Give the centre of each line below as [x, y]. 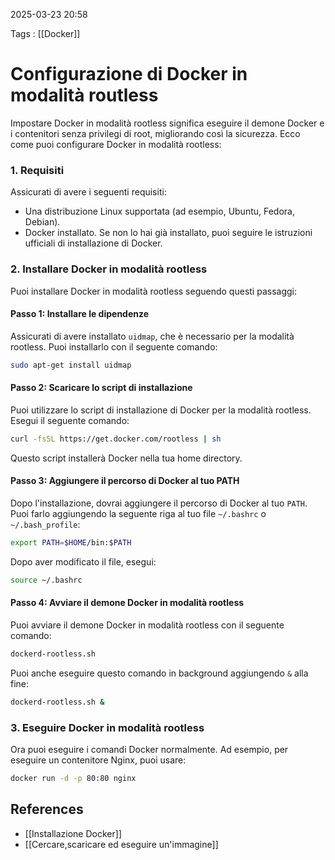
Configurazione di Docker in [129, 74]
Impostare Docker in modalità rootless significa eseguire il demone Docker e [167, 123]
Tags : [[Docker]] [45, 33]
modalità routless [84, 95]
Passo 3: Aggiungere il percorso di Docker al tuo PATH [125, 481]
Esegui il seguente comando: [70, 420]
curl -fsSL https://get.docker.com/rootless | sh [116, 439]
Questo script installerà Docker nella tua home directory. [126, 458]
